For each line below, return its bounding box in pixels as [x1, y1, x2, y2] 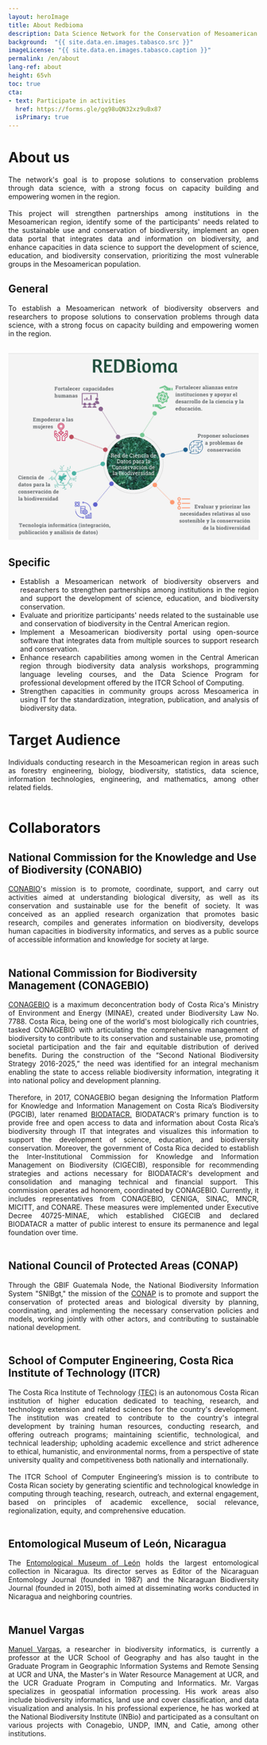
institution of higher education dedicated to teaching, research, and [8, 1395, 259, 1406]
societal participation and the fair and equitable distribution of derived [8, 1042, 259, 1051]
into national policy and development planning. [8, 1075, 161, 1085]
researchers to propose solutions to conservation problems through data [8, 311, 259, 321]
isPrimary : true [15, 114, 69, 122]
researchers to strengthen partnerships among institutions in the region [19, 585, 259, 595]
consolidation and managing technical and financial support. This [8, 1177, 259, 1186]
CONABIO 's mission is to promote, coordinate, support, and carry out [8, 884, 259, 894]
